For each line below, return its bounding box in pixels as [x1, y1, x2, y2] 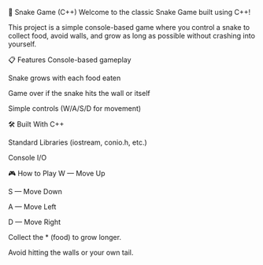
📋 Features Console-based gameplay [8, 55, 131, 64]
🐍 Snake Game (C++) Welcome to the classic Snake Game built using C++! [8, 8, 251, 17]
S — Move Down [8, 187, 63, 196]
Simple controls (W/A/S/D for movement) [8, 104, 142, 113]
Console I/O [8, 153, 47, 162]
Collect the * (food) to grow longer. [8, 233, 122, 241]
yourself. [8, 39, 37, 49]
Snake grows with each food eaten [8, 73, 121, 83]
